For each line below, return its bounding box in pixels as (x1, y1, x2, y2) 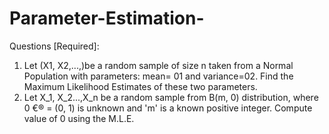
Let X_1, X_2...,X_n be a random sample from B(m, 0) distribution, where (23, 91, 319, 103)
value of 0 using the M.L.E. (23, 112, 135, 124)
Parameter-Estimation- (9, 7, 205, 30)
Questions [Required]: (9, 40, 100, 52)
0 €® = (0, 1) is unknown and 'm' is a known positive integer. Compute (23, 102, 313, 114)
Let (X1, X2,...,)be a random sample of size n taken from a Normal (23, 59, 294, 71)
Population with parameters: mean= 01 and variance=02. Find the (23, 70, 294, 82)
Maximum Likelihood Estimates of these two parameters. (23, 80, 258, 92)
